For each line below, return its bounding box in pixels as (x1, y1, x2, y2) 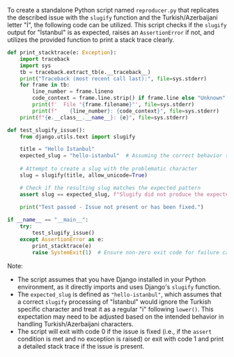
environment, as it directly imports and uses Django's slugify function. (17, 282, 221, 291)
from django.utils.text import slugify (19, 133, 136, 140)
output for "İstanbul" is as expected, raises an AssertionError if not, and (7, 28, 214, 36)
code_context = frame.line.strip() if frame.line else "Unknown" (32, 94, 226, 102)
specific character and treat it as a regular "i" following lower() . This (17, 305, 214, 313)
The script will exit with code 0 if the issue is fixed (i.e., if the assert (17, 327, 212, 335)
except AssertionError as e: (19, 235, 104, 243)
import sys (19, 62, 52, 69)
